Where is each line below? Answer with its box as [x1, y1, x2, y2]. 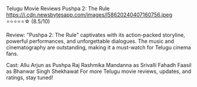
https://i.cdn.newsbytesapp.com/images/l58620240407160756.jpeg [6, 11, 173, 18]
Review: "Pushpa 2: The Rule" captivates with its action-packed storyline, [6, 32, 185, 38]
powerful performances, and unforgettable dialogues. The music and [6, 38, 175, 45]
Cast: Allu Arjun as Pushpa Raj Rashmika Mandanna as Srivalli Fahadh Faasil [6, 62, 192, 68]
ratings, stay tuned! [6, 74, 53, 81]
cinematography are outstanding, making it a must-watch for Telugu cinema [6, 44, 191, 51]
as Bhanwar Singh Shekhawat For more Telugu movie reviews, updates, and [6, 68, 192, 75]
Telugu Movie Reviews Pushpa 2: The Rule [6, 5, 110, 12]
